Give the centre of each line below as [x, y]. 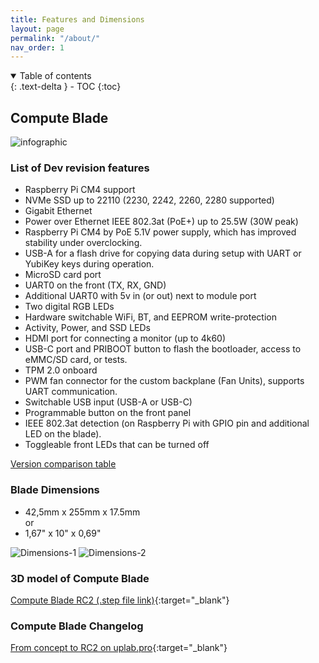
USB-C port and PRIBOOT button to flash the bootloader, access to [163, 349]
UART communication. [71, 392]
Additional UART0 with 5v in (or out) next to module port [140, 296]
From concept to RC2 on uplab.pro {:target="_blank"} [119, 648]
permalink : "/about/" [55, 38]
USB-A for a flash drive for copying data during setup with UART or [163, 253]
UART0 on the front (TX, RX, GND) [95, 285]
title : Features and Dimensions [77, 19]
